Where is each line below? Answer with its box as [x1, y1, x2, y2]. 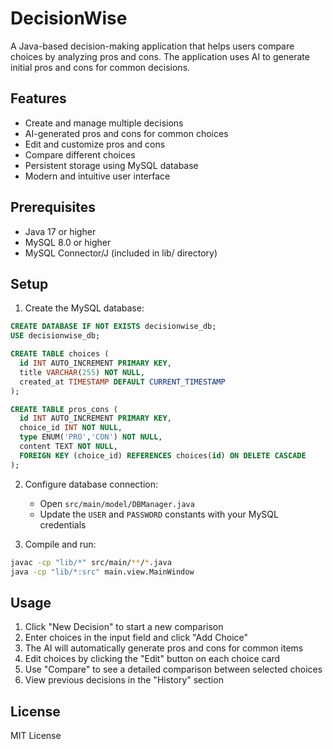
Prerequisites [10, 199, 96, 216]
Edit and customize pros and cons [24, 138, 166, 150]
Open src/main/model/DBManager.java [39, 497, 195, 509]
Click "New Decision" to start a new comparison [24, 621, 224, 633]
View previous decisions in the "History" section [24, 674, 224, 686]
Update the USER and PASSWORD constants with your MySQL [39, 508, 279, 520]
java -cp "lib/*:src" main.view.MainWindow [10, 567, 195, 577]
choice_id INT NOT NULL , [19, 423, 123, 433]
